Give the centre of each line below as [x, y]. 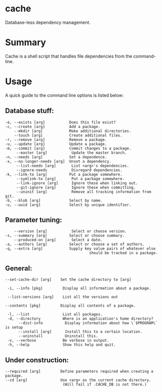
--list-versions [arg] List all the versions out [63, 297]
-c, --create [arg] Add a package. [53, 127]
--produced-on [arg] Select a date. [58, 240]
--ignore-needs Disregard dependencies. [69, 170]
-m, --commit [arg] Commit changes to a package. [68, 148]
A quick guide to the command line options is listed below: [64, 95]
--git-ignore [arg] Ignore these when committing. [76, 187]
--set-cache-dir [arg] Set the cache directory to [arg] [68, 280]
